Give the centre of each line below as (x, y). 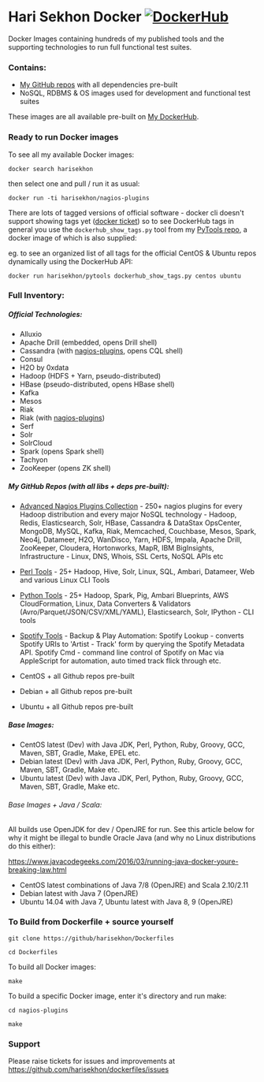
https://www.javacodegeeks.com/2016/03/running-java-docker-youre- (123, 861)
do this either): (32, 846)
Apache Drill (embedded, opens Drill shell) (88, 342)
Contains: (28, 67)
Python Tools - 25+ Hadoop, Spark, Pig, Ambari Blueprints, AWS (124, 595)
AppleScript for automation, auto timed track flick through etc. (120, 661)
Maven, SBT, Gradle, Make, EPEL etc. (80, 753)
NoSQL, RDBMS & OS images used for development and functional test (135, 93)
